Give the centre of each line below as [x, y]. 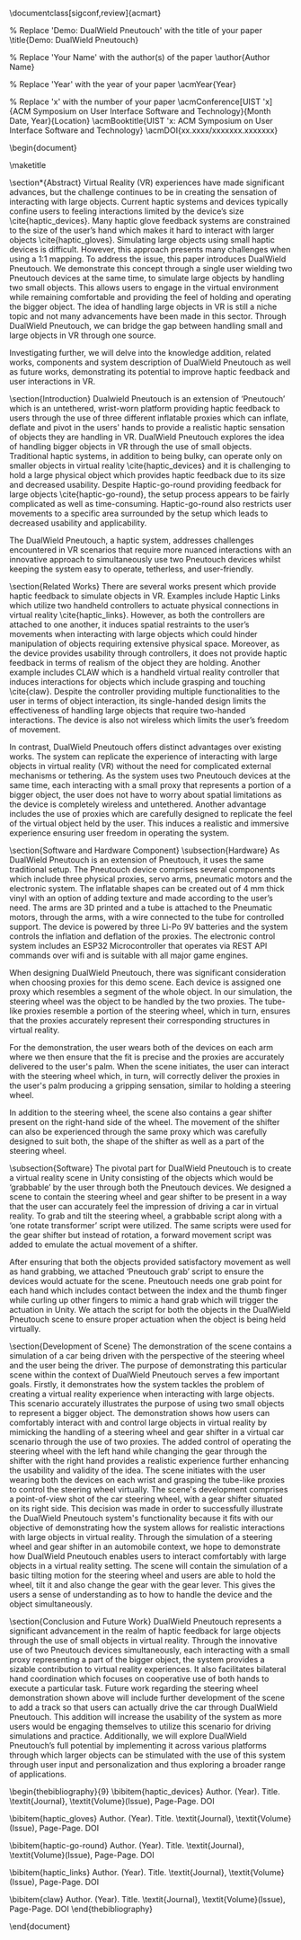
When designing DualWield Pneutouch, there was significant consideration [148, 973]
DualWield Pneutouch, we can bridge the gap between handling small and [146, 326]
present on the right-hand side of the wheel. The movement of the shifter [145, 1122]
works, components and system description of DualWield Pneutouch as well [150, 362]
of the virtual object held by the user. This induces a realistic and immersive [149, 823]
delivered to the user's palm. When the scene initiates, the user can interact [149, 1067]
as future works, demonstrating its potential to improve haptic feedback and [150, 372]
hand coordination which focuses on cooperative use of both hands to [139, 1679]
